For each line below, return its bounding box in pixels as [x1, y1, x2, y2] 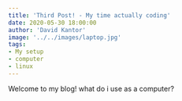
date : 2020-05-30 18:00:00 [8, 19, 97, 27]
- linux [8, 63, 34, 70]
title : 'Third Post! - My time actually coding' [8, 11, 171, 20]
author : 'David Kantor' [8, 26, 87, 34]
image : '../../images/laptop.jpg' [8, 33, 122, 41]
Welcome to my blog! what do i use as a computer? [8, 84, 175, 93]
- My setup [8, 48, 44, 56]
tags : [8, 41, 26, 49]
